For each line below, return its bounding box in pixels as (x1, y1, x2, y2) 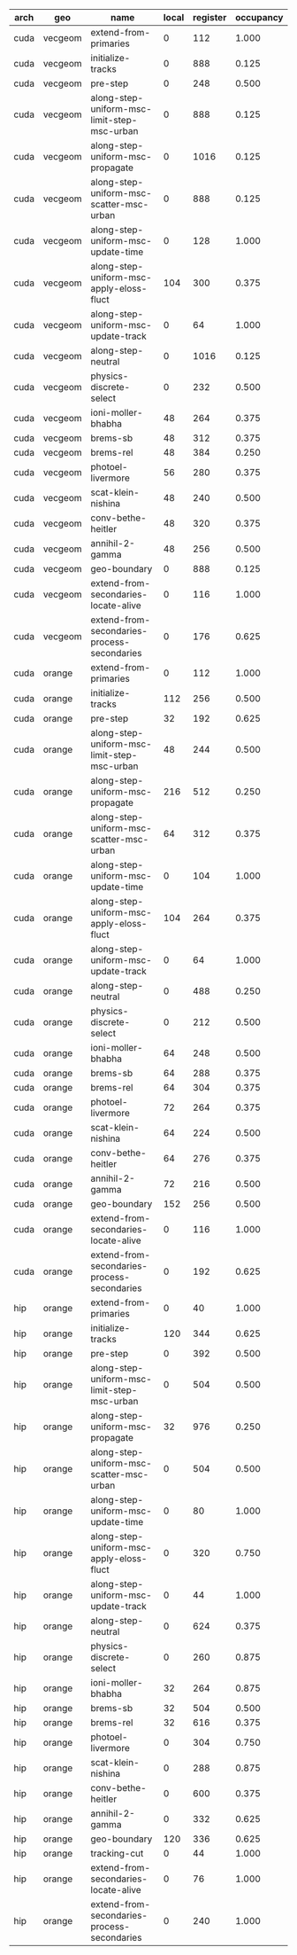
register (193, 12, 227, 23)
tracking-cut (90, 1848, 144, 1859)
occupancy (235, 12, 284, 23)
